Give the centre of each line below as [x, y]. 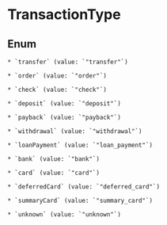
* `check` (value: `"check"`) [57, 90]
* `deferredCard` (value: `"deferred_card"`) [83, 187]
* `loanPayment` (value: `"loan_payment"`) [80, 145]
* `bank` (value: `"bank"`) [54, 159]
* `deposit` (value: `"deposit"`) [65, 104]
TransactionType [64, 15]
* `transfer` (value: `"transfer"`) [68, 62]
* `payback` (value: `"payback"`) [65, 117]
